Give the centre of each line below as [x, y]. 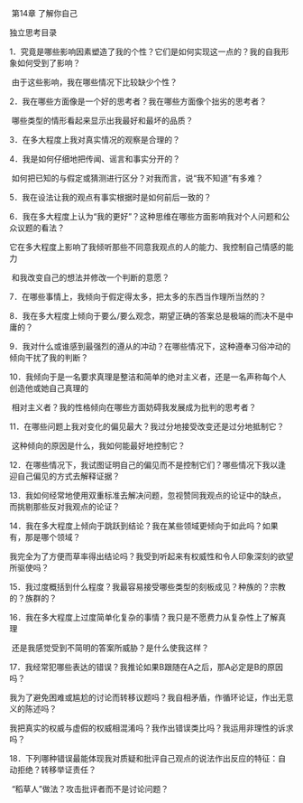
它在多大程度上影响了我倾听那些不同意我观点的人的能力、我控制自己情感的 [147, 247]
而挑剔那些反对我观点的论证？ [64, 507]
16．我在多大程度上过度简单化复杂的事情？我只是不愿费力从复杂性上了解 [144, 617]
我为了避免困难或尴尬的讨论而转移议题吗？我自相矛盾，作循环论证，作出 [143, 697]
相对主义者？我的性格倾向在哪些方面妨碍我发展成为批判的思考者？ [134, 407]
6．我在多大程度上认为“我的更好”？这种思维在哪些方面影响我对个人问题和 [146, 216]
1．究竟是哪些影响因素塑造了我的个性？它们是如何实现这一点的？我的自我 [145, 51]
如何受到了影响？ [49, 63]
